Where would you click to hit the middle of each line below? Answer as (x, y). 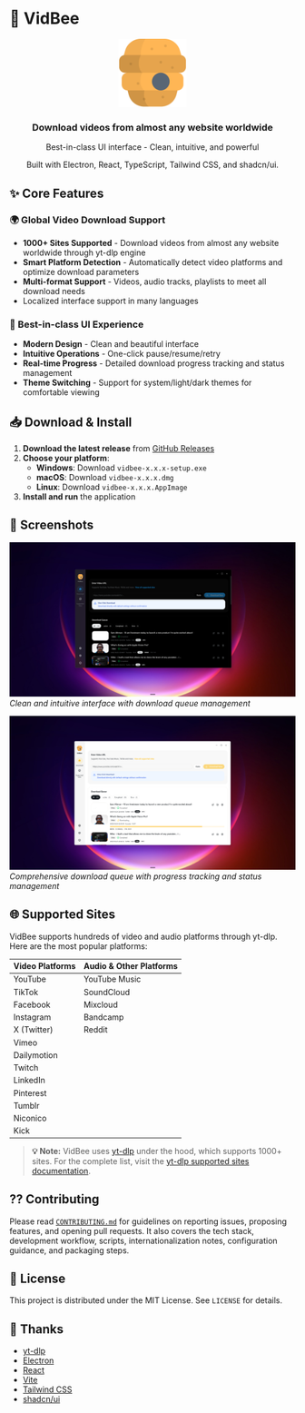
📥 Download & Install (71, 422)
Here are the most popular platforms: (79, 946)
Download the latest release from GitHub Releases (118, 449)
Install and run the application (79, 497)
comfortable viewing (61, 392)
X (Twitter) (33, 1030)
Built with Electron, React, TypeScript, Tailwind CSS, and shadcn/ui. (152, 165)
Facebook (32, 1004)
